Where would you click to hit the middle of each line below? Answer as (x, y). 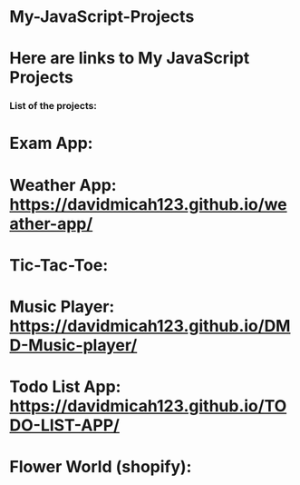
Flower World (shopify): (101, 467)
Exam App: (51, 144)
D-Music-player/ (73, 346)
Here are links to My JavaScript (130, 59)
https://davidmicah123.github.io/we (148, 204)
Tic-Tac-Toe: (59, 265)
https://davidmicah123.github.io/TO (148, 406)
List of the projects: (53, 106)
